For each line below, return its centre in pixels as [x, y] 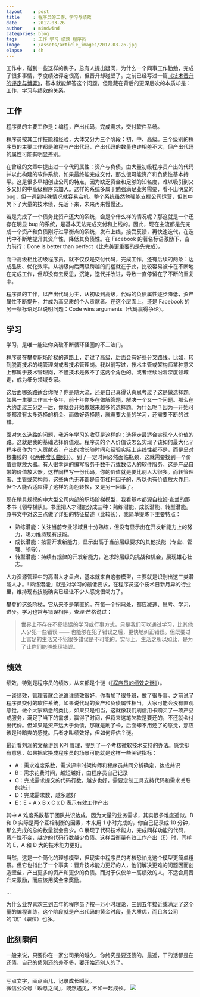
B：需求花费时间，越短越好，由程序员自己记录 [71, 773]
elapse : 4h [25, 51]
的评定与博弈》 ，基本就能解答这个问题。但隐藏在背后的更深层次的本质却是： [99, 83]
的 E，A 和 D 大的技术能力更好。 [46, 845]
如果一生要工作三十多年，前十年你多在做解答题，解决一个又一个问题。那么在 [100, 400]
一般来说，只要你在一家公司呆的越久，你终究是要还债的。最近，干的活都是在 [100, 955]
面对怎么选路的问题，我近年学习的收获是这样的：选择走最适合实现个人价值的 [100, 435]
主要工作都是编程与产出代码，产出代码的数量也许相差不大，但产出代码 [108, 146]
